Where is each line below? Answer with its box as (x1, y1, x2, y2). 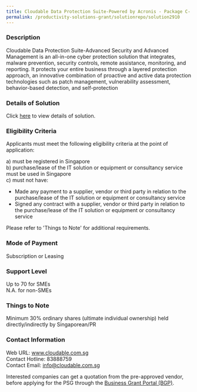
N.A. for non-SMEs (6, 286, 52, 294)
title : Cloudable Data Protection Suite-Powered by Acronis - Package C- (6, 8, 191, 15)
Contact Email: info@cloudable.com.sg (6, 361, 100, 368)
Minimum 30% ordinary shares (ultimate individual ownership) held (6, 315, 169, 322)
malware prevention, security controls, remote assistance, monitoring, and (6, 59, 186, 66)
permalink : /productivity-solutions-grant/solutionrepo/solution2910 (6, 14, 181, 20)
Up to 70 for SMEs (6, 280, 51, 287)
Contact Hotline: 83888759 (6, 355, 72, 362)
